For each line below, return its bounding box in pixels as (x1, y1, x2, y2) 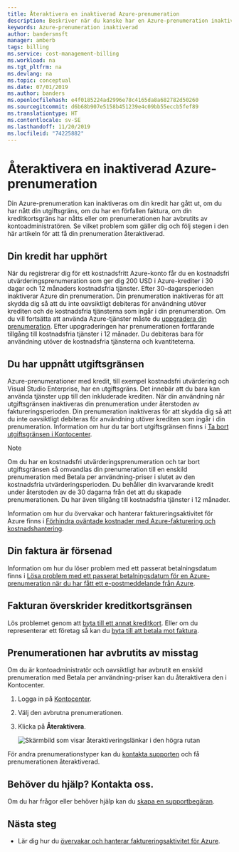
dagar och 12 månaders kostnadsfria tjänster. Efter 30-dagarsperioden (7, 284, 214, 293)
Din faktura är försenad (7, 545, 112, 557)
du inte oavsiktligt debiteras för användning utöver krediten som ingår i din (7, 414, 225, 423)
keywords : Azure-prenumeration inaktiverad (7, 24, 139, 31)
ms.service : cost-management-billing (7, 51, 119, 58)
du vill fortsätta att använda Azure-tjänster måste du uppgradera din (7, 314, 208, 323)
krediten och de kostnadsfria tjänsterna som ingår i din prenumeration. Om (7, 307, 226, 316)
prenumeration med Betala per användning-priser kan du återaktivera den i (7, 673, 227, 682)
